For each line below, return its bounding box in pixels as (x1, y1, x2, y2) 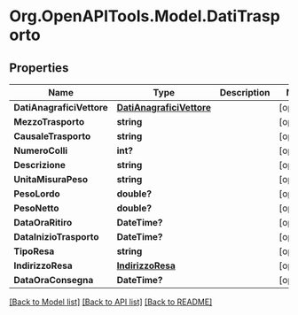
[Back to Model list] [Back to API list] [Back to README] (9, 296, 213, 307)
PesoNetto (13, 202, 59, 214)
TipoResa (13, 245, 55, 257)
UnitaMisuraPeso (13, 173, 89, 185)
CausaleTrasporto (13, 130, 91, 142)
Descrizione (13, 159, 67, 171)
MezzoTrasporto (13, 116, 85, 127)
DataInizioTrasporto (13, 231, 99, 242)
